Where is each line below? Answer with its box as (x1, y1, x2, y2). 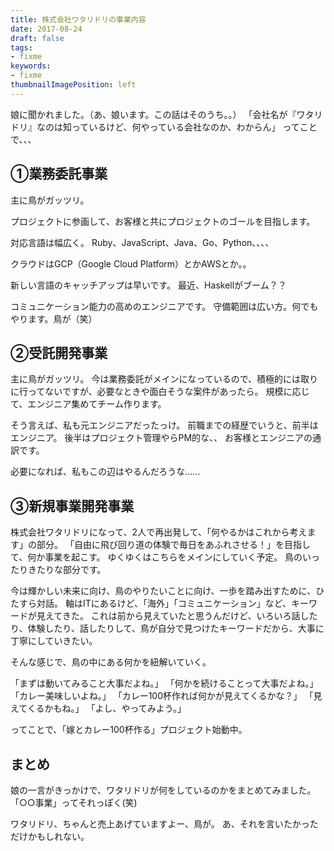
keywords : (10, 61, 52, 71)
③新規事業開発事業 (10, 497, 135, 515)
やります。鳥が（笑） (10, 312, 98, 325)
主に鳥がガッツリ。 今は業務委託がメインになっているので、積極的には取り (10, 373, 319, 385)
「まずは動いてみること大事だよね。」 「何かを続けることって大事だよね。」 (10, 677, 319, 690)
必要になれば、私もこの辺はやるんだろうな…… (10, 466, 201, 478)
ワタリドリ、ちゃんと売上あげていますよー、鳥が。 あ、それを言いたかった (10, 818, 319, 830)
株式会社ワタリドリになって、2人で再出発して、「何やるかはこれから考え (10, 526, 308, 538)
